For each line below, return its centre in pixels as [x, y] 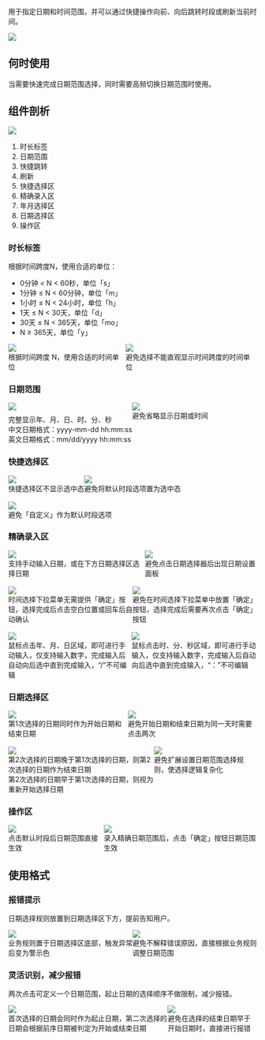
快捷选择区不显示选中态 [46, 488]
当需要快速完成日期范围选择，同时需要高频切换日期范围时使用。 [112, 84]
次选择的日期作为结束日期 [50, 770]
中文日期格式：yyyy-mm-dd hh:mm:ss [70, 430]
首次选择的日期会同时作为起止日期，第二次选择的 [88, 1019]
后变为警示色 [29, 953]
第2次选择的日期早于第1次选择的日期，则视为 [81, 780]
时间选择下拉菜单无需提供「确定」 [63, 599]
